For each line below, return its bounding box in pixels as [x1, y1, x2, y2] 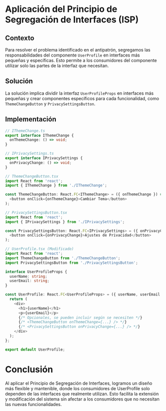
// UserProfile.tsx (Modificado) [5, 246, 74, 251]
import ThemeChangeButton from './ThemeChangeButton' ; [5, 255, 121, 261]
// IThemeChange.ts [5, 128, 45, 133]
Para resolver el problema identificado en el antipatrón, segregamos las [5, 47, 151, 53]
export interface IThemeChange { [5, 133, 74, 138]
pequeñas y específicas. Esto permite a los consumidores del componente [5, 58, 157, 63]
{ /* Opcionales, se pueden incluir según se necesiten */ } [18, 315, 142, 320]
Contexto [5, 34, 35, 42]
